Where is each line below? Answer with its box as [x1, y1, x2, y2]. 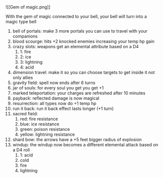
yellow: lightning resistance [20, 131, 75, 137]
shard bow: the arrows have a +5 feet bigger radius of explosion [12, 137, 142, 142]
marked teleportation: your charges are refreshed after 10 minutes [12, 90, 145, 96]
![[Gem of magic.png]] [5, 4, 51, 10]
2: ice [20, 54, 31, 60]
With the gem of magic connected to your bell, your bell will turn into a [5, 14, 147, 19]
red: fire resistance [20, 116, 58, 122]
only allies [12, 75, 33, 80]
